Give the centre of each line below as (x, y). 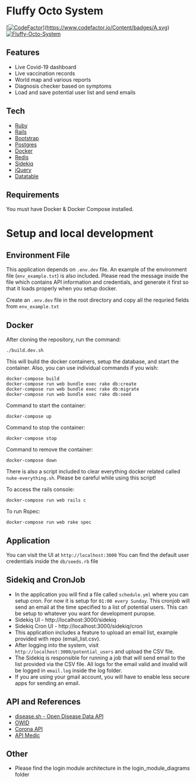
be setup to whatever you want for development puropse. (85, 613)
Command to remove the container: (50, 450)
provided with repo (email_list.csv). (58, 639)
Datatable (26, 176)
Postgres (26, 144)
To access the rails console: (40, 490)
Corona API (29, 729)
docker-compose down (32, 460)
